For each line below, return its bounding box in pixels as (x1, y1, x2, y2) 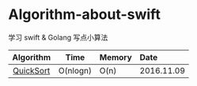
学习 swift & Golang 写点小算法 (8, 32, 108, 42)
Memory (99, 51, 132, 62)
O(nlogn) (58, 65, 93, 76)
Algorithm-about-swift (8, 6, 161, 24)
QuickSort (13, 65, 51, 76)
